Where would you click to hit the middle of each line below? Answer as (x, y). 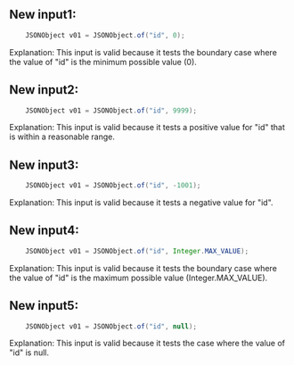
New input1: (43, 15)
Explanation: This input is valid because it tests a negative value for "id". (141, 203)
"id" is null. (29, 353)
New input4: (44, 231)
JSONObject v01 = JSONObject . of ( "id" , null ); (111, 326)
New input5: (44, 306)
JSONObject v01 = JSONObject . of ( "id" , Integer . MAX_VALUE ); (137, 251)
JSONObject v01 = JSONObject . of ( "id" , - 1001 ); (113, 186)
